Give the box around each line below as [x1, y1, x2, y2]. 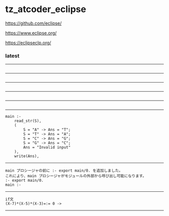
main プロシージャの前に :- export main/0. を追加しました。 [5, 168, 123, 173]
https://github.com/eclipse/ [5, 20, 62, 26]
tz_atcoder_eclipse [5, 4, 87, 15]
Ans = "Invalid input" [23, 145, 71, 150]
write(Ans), [14, 154, 39, 159]
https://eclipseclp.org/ [5, 39, 51, 46]
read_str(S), [14, 118, 42, 124]
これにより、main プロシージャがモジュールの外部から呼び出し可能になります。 [5, 174, 147, 179]
